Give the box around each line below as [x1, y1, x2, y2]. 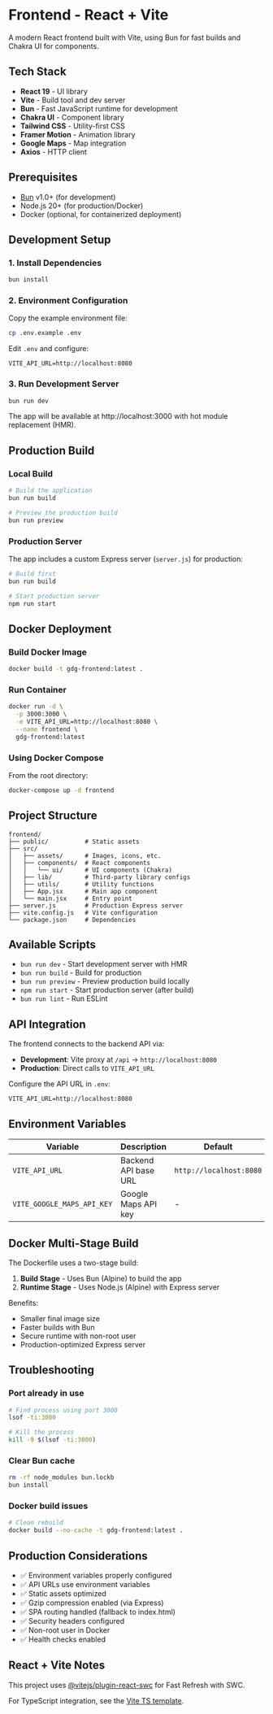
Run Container [8, 684, 67, 695]
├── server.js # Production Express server [8, 901, 184, 910]
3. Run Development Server [8, 378, 119, 389]
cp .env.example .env [8, 329, 82, 337]
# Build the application [8, 486, 93, 495]
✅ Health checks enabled [19, 1634, 106, 1644]
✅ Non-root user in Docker [19, 1625, 110, 1635]
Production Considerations [8, 1549, 148, 1563]
